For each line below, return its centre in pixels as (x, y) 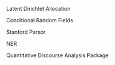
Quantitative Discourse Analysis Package (57, 55)
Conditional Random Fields (40, 20)
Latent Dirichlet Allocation (38, 9)
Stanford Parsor (26, 32)
